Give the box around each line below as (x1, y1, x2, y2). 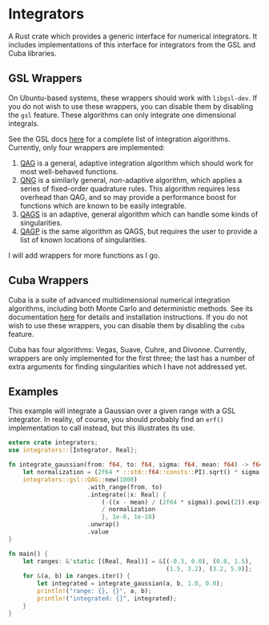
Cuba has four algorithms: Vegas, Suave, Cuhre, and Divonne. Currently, (8, 344, 247, 354)
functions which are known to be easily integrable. (19, 201, 187, 210)
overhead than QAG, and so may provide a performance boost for (19, 192, 237, 201)
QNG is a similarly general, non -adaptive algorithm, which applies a (19, 175, 243, 185)
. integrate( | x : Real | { (86, 490, 167, 498)
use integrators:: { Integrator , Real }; (8, 446, 138, 454)
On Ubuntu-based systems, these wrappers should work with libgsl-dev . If (8, 93, 258, 103)
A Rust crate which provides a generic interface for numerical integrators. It (8, 31, 258, 41)
